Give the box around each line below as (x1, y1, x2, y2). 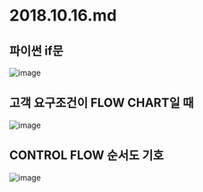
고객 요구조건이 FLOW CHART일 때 (9, 96, 194, 111)
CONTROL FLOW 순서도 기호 (9, 148, 165, 163)
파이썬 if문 (9, 43, 64, 58)
